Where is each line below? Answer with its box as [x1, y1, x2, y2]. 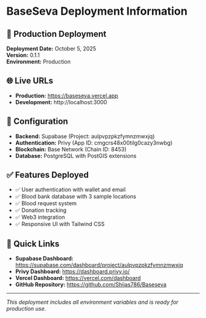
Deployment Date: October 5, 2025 [6, 45, 96, 52]
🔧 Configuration [6, 116, 69, 127]
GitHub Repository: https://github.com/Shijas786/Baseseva [15, 281, 167, 289]
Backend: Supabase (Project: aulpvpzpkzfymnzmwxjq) [15, 132, 155, 140]
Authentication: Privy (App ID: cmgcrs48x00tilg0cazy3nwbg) [15, 139, 173, 146]
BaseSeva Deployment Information [6, 4, 188, 18]
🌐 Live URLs [6, 75, 53, 86]
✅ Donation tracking [15, 206, 67, 214]
